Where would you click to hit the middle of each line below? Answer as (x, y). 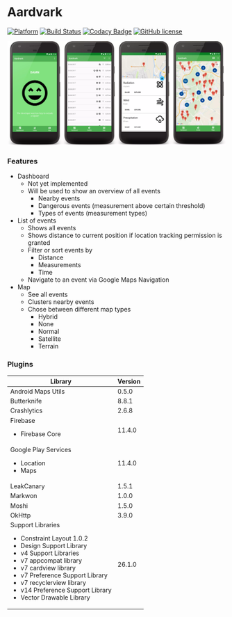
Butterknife (26, 401)
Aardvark (35, 12)
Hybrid (48, 316)
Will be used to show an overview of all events (94, 191)
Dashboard (33, 176)
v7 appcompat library (51, 561)
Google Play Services (41, 449)
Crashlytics (26, 410)
